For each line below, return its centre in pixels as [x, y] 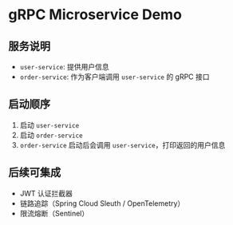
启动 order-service [51, 135]
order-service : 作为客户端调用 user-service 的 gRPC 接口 [115, 77]
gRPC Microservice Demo [95, 15]
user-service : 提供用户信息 [64, 67]
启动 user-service [49, 124]
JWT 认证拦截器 [46, 193]
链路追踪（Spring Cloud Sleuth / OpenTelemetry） [102, 203]
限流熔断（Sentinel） [54, 213]
